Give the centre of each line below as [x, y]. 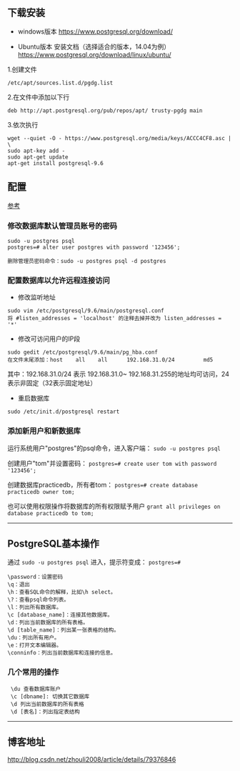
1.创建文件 [22, 69]
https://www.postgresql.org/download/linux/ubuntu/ [94, 54]
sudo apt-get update [38, 157]
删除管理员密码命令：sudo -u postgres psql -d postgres [87, 261]
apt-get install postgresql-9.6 [55, 163]
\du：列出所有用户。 [34, 638]
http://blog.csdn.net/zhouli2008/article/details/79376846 [92, 760]
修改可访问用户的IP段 [49, 339]
